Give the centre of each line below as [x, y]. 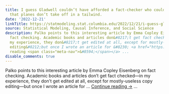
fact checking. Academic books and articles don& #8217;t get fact [81, 38]
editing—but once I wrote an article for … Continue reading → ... [71, 86]
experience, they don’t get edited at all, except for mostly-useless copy [79, 81]
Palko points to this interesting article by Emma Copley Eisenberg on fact [80, 70]
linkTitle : [17, 24]
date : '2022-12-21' [26, 19]
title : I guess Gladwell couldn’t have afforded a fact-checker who [78, 10]
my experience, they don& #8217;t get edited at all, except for [78, 42]
